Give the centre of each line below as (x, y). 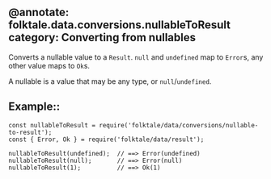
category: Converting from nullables (102, 37)
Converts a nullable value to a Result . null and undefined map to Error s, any (136, 57)
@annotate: (39, 12)
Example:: (34, 107)
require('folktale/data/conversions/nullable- (178, 125)
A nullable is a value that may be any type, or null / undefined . (110, 81)
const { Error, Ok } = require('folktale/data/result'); (106, 139)
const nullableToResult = (52, 125)
